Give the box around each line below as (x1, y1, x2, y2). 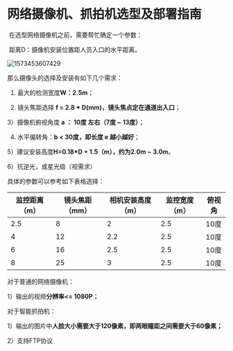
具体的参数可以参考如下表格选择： (7, 177, 105, 185)
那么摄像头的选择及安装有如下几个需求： (7, 74, 123, 82)
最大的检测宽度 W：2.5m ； (17, 88, 94, 97)
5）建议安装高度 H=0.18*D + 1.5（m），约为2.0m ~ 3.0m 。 (7, 147, 175, 156)
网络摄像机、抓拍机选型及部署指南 (7, 6, 202, 22)
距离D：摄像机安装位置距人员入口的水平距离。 (8, 45, 141, 54)
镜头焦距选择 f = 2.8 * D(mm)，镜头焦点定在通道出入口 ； (17, 103, 182, 111)
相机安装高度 (109, 195, 151, 205)
